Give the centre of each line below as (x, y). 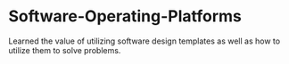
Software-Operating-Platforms (125, 16)
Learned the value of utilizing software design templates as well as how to (144, 41)
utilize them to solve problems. (65, 50)
